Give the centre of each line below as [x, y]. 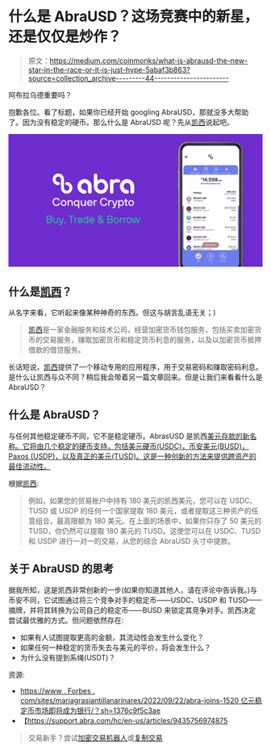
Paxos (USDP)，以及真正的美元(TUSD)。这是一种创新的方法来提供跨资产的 [132, 456]
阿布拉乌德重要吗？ [40, 94]
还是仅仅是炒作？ [65, 37]
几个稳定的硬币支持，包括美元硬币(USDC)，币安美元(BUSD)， [146, 446]
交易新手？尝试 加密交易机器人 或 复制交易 [95, 737]
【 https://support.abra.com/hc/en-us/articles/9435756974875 [124, 720]
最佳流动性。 [29, 466]
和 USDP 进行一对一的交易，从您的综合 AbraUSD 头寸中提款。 [131, 541]
